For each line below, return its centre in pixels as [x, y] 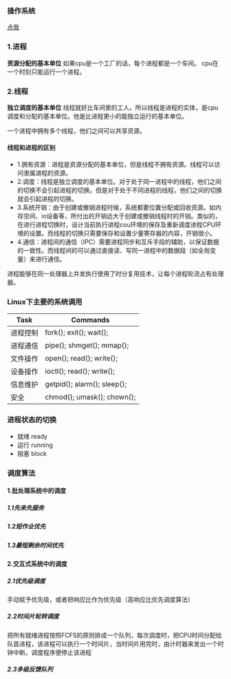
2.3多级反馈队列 [30, 669]
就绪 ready [32, 436]
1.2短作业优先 [26, 526]
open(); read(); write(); [81, 358]
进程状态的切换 [32, 420]
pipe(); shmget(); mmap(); [87, 346]
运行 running [35, 445]
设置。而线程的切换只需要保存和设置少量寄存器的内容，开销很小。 [123, 233]
